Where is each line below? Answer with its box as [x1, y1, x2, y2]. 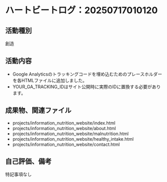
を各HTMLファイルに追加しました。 [12, 77, 87, 83]
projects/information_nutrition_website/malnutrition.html [12, 131, 129, 137]
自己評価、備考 [5, 157, 52, 166]
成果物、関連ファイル [5, 106, 71, 115]
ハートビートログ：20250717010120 [5, 5, 158, 16]
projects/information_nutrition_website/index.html [12, 119, 116, 126]
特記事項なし [5, 171, 32, 177]
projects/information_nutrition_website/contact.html [12, 141, 120, 147]
